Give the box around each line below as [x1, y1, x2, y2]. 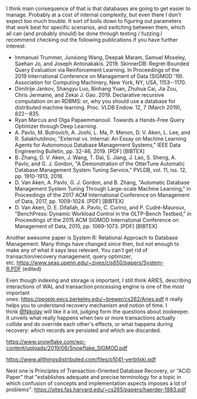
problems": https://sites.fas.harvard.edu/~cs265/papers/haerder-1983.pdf [6, 386, 186, 393]
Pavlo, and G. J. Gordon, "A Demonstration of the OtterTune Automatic [14, 160, 185, 167]
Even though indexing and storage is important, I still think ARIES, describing [6, 277, 191, 284]
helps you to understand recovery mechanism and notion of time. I [6, 302, 168, 308]
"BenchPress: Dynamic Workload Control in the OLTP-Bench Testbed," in [14, 210, 192, 217]
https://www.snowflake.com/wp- [6, 338, 86, 345]
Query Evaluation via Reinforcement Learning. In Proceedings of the [14, 66, 180, 73]
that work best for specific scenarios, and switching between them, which [6, 24, 185, 31]
